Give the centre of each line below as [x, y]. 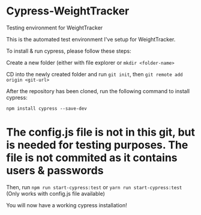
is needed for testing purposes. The [97, 145]
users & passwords [55, 171]
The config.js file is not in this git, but [100, 132]
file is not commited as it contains [92, 158]
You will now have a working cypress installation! [67, 205]
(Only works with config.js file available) [55, 193]
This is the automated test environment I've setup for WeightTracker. [91, 39]
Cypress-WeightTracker [68, 11]
